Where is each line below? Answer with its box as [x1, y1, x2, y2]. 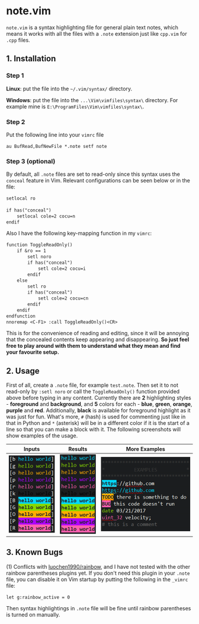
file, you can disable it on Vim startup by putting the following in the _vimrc [6, 575, 188, 583]
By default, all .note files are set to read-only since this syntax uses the [6, 171, 181, 178]
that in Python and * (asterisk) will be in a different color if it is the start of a [6, 420, 190, 427]
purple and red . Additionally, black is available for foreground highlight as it [6, 407, 191, 414]
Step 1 [6, 71, 24, 80]
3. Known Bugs [6, 547, 63, 557]
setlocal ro [6, 196, 36, 201]
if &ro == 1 [17, 248, 46, 254]
